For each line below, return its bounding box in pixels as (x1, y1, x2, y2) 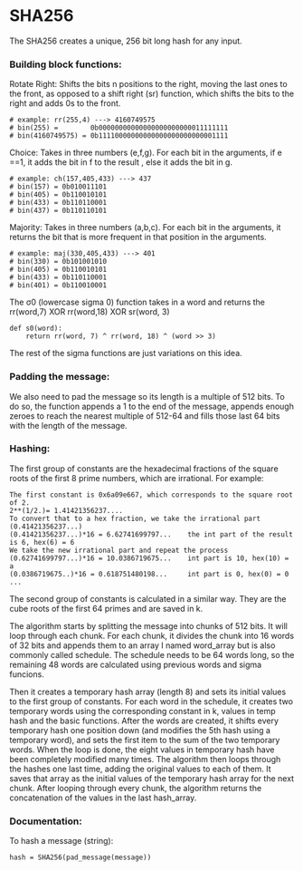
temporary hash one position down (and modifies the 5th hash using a (9, 724, 271, 735)
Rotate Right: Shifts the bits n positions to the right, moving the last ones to (9, 79, 288, 90)
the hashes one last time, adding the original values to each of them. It (9, 763, 271, 774)
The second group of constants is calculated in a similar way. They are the (9, 593, 287, 604)
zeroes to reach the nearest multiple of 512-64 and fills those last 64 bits (9, 410, 280, 421)
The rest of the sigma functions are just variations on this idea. (9, 348, 242, 359)
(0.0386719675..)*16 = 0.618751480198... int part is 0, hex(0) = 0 (9, 569, 289, 578)
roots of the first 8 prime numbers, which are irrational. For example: (9, 472, 264, 483)
